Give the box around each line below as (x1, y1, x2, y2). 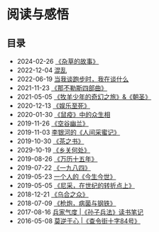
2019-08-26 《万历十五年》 (16, 155, 98, 163)
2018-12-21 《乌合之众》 (16, 190, 89, 199)
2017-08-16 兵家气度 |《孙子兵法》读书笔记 (16, 208, 144, 216)
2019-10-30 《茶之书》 (16, 137, 84, 145)
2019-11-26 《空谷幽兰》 (16, 119, 89, 128)
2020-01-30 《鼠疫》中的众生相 (16, 111, 111, 118)
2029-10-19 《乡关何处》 (16, 146, 91, 154)
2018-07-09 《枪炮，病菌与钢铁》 (16, 199, 116, 207)
